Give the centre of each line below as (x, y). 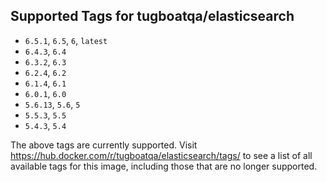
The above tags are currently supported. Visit (104, 145)
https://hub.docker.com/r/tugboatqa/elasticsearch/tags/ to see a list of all (161, 155)
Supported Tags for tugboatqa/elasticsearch (152, 16)
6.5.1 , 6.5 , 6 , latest (66, 40)
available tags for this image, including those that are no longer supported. (164, 166)
